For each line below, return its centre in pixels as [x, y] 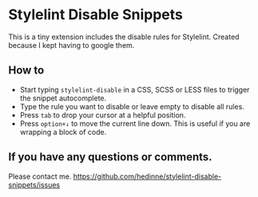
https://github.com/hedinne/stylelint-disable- [147, 176]
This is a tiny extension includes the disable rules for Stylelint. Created [124, 37]
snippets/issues [34, 184]
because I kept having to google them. [71, 45]
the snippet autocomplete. [63, 98]
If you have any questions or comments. [111, 157]
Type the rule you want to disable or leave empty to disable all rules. [132, 106]
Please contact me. [40, 176]
